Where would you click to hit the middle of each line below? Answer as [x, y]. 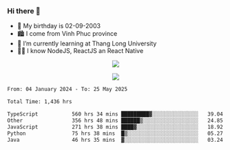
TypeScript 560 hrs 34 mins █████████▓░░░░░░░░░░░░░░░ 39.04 [115, 114]
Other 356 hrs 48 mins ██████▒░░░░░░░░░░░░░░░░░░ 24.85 [115, 120]
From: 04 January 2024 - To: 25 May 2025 [67, 89]
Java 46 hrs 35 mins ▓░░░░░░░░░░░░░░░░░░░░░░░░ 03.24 [115, 140]
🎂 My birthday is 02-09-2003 [59, 26]
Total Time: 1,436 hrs [40, 102]
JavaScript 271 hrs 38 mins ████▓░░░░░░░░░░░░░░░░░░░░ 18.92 [115, 127]
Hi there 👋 [24, 11]
